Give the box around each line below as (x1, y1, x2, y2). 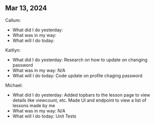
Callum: (5, 17, 21, 23)
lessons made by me (12, 102, 55, 109)
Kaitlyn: (5, 47, 21, 53)
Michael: (5, 82, 23, 88)
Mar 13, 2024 (5, 4, 47, 12)
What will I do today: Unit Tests (12, 113, 76, 119)
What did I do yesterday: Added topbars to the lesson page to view (12, 92, 150, 98)
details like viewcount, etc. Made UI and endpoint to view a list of (12, 97, 146, 103)
